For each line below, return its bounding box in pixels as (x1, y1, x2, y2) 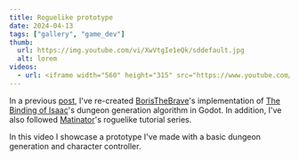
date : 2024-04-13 (9, 21, 74, 30)
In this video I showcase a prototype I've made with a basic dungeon (9, 131, 261, 142)
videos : (9, 63, 38, 72)
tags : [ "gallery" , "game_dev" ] (9, 29, 125, 38)
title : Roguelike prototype (9, 12, 114, 22)
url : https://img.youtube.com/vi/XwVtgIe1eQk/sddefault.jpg (17, 46, 245, 55)
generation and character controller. (9, 140, 141, 151)
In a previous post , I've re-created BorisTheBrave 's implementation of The (9, 95, 280, 106)
